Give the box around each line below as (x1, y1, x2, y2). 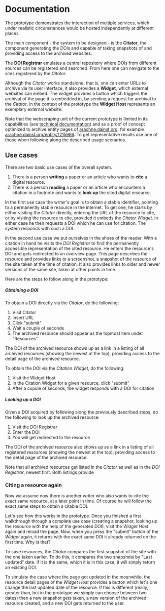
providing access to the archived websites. (5, 50, 92, 56)
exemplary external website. (5, 106, 63, 112)
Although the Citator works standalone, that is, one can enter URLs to (5, 80, 146, 86)
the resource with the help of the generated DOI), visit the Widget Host (5, 523, 149, 529)
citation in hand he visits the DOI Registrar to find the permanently (5, 240, 139, 246)
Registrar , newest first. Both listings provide (5, 469, 94, 475)
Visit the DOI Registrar (12, 424, 58, 430)
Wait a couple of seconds (12, 325, 64, 331)
